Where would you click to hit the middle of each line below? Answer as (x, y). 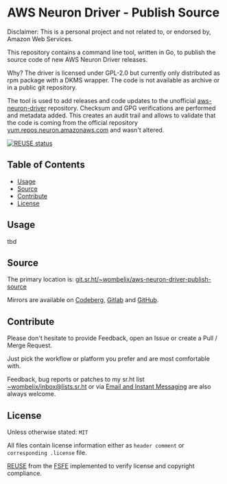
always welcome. (32, 394)
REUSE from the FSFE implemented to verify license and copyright (101, 466)
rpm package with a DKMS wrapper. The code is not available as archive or (113, 80)
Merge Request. (30, 345)
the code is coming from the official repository (73, 122)
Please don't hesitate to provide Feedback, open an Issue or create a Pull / (112, 338)
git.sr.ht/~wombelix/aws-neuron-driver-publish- (143, 279)
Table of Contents (46, 165)
